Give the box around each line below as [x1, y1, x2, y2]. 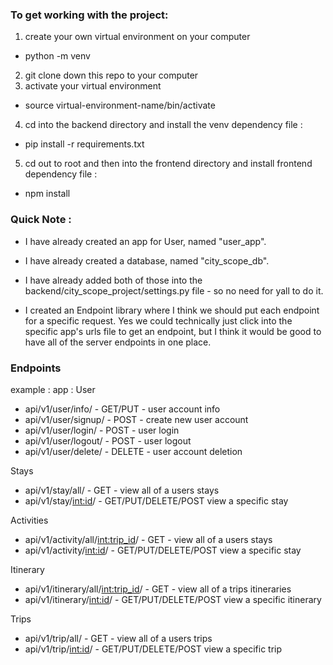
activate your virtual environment [24, 80, 162, 92]
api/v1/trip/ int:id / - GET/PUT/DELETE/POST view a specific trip [24, 643, 283, 655]
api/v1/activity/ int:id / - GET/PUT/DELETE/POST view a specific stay [24, 544, 302, 556]
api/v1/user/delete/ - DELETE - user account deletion [24, 445, 243, 457]
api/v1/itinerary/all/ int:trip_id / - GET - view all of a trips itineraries [24, 583, 292, 595]
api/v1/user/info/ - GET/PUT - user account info [24, 403, 221, 415]
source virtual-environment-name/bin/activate [24, 99, 216, 112]
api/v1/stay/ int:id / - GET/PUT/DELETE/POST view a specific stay [24, 494, 289, 507]
